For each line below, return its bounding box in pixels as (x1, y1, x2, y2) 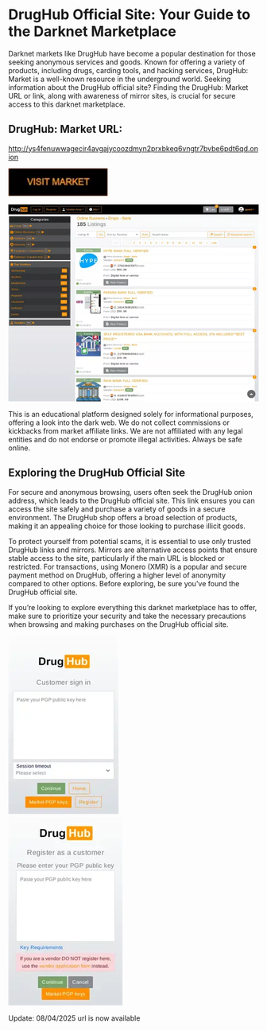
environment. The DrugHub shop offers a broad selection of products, (8, 512, 238, 522)
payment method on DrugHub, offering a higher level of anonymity (8, 570, 226, 580)
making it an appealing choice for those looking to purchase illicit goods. (8, 521, 246, 531)
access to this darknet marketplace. (8, 99, 126, 109)
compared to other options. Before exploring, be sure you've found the (8, 578, 240, 588)
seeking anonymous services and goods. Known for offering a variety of (8, 57, 246, 67)
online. (8, 443, 30, 453)
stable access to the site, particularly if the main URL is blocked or (8, 553, 225, 562)
